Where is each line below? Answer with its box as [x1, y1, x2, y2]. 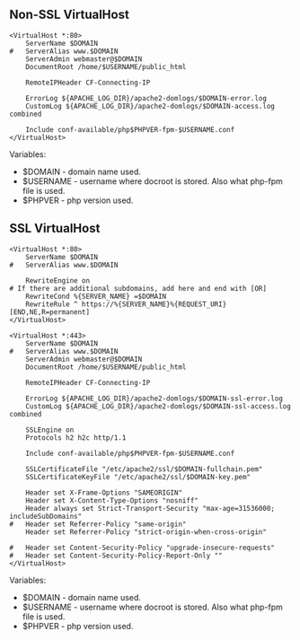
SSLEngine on [25, 425, 75, 434]
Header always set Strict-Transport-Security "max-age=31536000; [25, 504, 276, 513]
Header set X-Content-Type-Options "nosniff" [25, 495, 199, 505]
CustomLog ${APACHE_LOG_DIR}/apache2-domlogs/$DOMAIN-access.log [25, 101, 276, 110]
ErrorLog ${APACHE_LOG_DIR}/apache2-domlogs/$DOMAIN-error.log [25, 93, 268, 102]
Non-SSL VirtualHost [9, 7, 130, 22]
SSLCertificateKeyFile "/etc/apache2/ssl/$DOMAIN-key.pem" [25, 472, 251, 481]
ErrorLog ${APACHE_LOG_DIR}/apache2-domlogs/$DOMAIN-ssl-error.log [25, 394, 283, 403]
